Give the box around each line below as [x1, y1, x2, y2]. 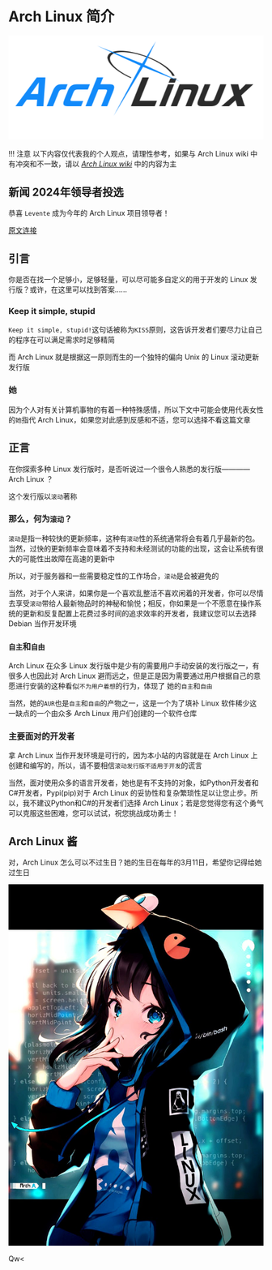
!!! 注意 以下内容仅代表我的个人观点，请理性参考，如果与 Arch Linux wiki [8, 149, 249, 159]
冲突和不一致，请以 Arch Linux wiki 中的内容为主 [15, 159, 177, 169]
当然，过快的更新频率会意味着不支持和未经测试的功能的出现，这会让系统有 [8, 543, 257, 553]
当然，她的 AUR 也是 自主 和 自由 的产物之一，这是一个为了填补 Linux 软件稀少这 [8, 698, 257, 708]
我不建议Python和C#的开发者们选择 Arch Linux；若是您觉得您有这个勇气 [22, 798, 264, 808]
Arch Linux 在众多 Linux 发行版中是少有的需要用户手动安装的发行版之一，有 [8, 661, 260, 671]
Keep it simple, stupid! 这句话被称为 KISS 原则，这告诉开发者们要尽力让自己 [8, 325, 263, 335]
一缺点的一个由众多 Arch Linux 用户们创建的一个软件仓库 [8, 709, 198, 719]
